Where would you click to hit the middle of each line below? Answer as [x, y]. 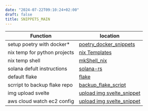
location [110, 36]
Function [41, 36]
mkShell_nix [93, 60]
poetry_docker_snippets [107, 44]
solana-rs [91, 69]
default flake [22, 77]
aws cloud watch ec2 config [41, 101]
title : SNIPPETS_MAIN [28, 19]
